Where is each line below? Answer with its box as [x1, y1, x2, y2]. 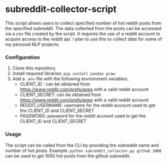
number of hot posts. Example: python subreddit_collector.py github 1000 [5, 147, 161, 153]
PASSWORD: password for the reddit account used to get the [19, 113, 146, 119]
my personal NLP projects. [5, 41, 60, 47]
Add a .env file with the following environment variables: [12, 76, 128, 82]
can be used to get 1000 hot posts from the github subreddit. [5, 152, 131, 158]
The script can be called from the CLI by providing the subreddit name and [5, 142, 159, 148]
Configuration [5, 53, 40, 60]
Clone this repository [12, 65, 56, 71]
